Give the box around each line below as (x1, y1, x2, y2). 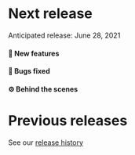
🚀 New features (8, 49, 60, 58)
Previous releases (8, 111, 128, 129)
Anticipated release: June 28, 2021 (8, 31, 121, 40)
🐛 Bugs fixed (8, 67, 50, 76)
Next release (8, 5, 93, 23)
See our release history (8, 138, 84, 147)
